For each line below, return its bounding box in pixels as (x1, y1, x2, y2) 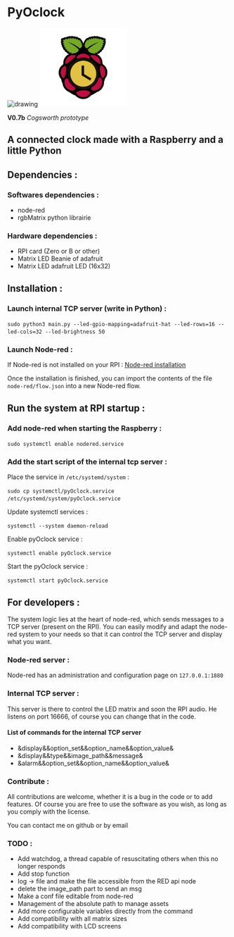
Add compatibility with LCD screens (17, 922, 122, 931)
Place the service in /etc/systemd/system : (7, 473, 130, 481)
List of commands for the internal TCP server (7, 728, 142, 737)
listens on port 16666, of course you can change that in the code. (7, 712, 197, 721)
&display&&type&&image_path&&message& (17, 751, 143, 759)
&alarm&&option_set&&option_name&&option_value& (17, 759, 170, 767)
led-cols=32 (7, 328, 42, 335)
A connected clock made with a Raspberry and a (7, 134, 223, 146)
